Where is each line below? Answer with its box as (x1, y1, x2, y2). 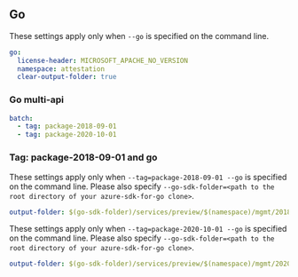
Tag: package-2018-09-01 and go (9, 151, 158, 163)
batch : (9, 114, 34, 123)
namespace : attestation (17, 64, 105, 74)
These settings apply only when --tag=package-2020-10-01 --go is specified (9, 224, 287, 234)
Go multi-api (9, 93, 65, 106)
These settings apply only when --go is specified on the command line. (9, 30, 269, 41)
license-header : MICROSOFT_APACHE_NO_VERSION (17, 56, 189, 65)
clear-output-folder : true (17, 73, 117, 82)
